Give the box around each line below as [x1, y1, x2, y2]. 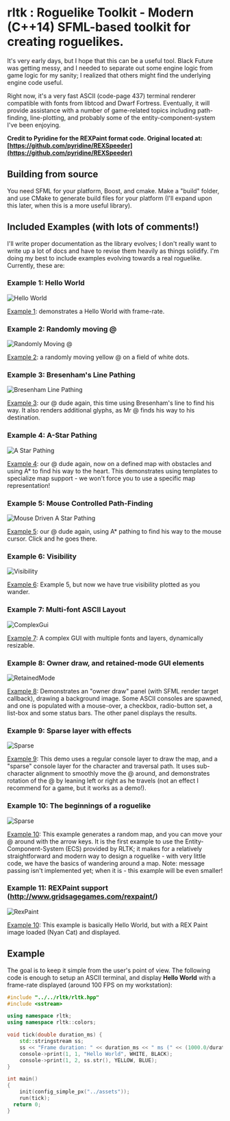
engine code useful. [7, 78, 64, 86]
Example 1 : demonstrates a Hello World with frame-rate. [7, 307, 165, 315]
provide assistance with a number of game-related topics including [7, 106, 196, 114]
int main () [7, 1076, 38, 1083]
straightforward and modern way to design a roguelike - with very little [7, 852, 206, 860]
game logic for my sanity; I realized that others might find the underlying [7, 71, 211, 79]
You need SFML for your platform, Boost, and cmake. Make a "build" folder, [7, 186, 220, 195]
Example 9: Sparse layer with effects [7, 726, 132, 735]
